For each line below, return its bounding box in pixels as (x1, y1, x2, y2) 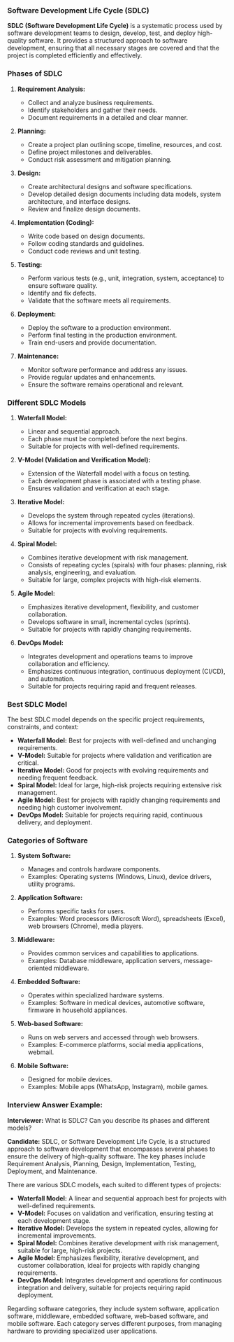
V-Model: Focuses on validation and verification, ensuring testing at (17, 1209, 214, 1217)
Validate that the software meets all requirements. (27, 296, 171, 305)
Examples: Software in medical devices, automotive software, (27, 999, 205, 1007)
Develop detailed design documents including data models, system (27, 190, 221, 198)
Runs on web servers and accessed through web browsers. (27, 1033, 200, 1042)
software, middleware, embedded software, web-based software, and (7, 1312, 209, 1320)
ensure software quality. (27, 281, 98, 289)
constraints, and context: (7, 723, 79, 731)
